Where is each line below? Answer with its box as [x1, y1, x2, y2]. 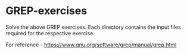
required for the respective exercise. [5, 29, 95, 36]
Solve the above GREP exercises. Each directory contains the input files [5, 23, 181, 31]
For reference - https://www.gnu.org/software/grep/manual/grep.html [5, 41, 177, 48]
